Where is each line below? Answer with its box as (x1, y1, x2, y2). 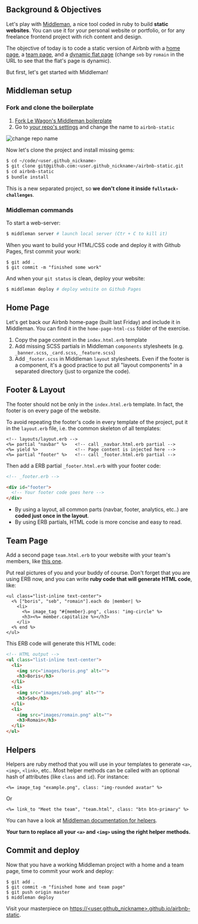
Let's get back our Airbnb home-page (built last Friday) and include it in (6, 318, 180, 325)
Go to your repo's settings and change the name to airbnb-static (14, 123, 175, 130)
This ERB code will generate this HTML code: (6, 640, 116, 647)
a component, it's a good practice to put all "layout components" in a (14, 361, 183, 368)
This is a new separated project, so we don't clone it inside (6, 185, 151, 192)
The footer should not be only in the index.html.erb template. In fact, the (6, 400, 184, 408)
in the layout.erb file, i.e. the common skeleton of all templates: (6, 425, 161, 432)
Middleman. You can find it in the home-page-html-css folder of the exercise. (6, 325, 190, 332)
